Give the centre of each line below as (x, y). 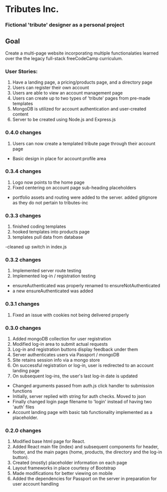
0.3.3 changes (23, 215)
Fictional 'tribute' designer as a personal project (65, 25)
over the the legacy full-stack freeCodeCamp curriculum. (64, 58)
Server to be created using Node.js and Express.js (64, 120)
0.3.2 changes (23, 260)
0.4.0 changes (23, 133)
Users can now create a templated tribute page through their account (84, 143)
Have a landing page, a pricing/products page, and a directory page (82, 82)
